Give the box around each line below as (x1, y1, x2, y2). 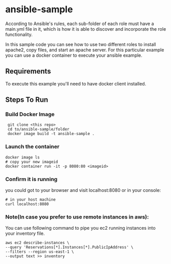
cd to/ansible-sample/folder (7, 127, 70, 132)
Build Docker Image (5, 111, 55, 118)
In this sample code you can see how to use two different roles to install (5, 41, 156, 47)
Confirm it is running (5, 175, 58, 183)
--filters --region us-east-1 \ (5, 249, 74, 254)
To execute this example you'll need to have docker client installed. (5, 80, 146, 86)
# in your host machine (5, 197, 56, 203)
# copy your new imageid (5, 159, 58, 164)
